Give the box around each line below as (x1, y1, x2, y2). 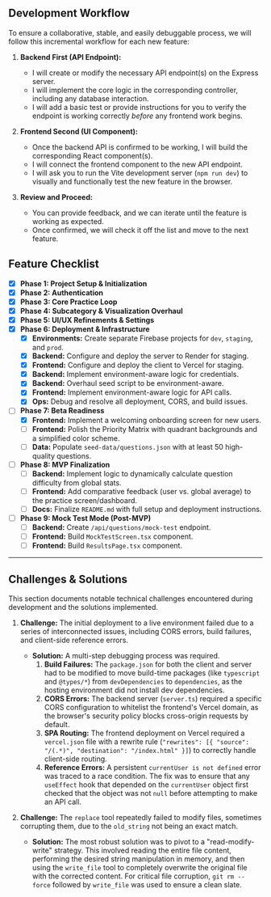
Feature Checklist (8, 257, 99, 271)
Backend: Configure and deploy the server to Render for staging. (31, 351, 249, 361)
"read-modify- (206, 837, 255, 846)
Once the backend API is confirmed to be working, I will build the (31, 142, 248, 152)
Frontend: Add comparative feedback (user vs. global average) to (31, 486, 252, 496)
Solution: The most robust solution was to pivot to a (31, 837, 206, 846)
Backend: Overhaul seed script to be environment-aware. (31, 379, 224, 388)
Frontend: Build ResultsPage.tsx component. (31, 541, 183, 551)
